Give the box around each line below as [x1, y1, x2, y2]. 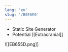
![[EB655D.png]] [5, 41, 39, 47]
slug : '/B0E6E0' [5, 12, 39, 17]
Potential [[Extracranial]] [12, 31, 63, 37]
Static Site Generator [12, 26, 56, 32]
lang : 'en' [5, 7, 28, 13]
